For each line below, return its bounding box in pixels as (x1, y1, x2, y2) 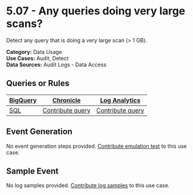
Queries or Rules (6, 78, 70, 89)
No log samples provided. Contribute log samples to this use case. (6, 182, 170, 189)
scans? (6, 17, 43, 31)
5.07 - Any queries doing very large (6, 4, 185, 18)
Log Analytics (100, 96, 140, 104)
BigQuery (9, 96, 37, 104)
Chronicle (52, 96, 81, 104)
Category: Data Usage (6, 48, 63, 55)
